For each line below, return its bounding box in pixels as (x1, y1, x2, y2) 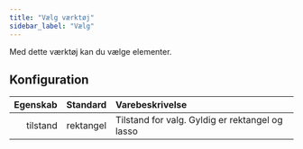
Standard (66, 99, 107, 111)
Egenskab (14, 99, 58, 111)
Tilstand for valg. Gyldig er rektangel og (115, 114, 283, 127)
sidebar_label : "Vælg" (9, 22, 95, 31)
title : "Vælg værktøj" (9, 13, 95, 22)
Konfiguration (9, 72, 89, 87)
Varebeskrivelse (115, 99, 188, 111)
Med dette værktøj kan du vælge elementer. (9, 46, 172, 57)
